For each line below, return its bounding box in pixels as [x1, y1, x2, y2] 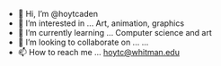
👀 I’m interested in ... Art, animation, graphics [17, 18, 185, 29]
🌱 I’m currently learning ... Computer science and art [17, 28, 213, 37]
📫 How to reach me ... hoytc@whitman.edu [17, 47, 180, 57]
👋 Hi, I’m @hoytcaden [17, 9, 99, 19]
